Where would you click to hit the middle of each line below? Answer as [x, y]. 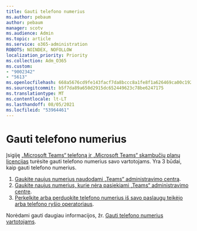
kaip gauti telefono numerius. [41, 168]
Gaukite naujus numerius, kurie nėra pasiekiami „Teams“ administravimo [101, 185]
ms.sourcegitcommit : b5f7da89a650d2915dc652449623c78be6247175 [85, 88]
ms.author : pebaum [28, 17]
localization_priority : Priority [47, 55]
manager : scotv [25, 28]
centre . [23, 192]
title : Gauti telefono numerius [45, 11]
